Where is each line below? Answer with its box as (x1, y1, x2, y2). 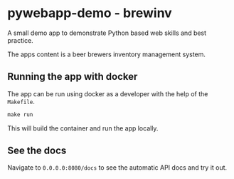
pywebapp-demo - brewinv (7, 5, 172, 21)
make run (7, 111, 33, 118)
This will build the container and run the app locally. (7, 123, 159, 133)
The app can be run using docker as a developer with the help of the (7, 89, 208, 98)
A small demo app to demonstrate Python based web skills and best (7, 29, 207, 37)
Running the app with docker (7, 71, 138, 83)
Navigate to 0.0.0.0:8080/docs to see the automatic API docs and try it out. (7, 163, 228, 172)
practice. (7, 36, 33, 44)
